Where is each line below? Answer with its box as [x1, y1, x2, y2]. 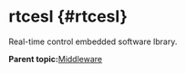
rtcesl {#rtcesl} [8, 6, 129, 27]
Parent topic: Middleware [8, 53, 102, 64]
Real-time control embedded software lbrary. [8, 36, 178, 47]
